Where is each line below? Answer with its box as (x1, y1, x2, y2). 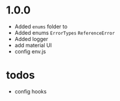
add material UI (14, 42, 52, 49)
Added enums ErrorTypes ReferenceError (14, 29, 115, 36)
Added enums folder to (14, 23, 68, 30)
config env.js (14, 48, 46, 55)
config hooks (14, 87, 47, 95)
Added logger (14, 35, 48, 42)
